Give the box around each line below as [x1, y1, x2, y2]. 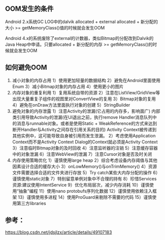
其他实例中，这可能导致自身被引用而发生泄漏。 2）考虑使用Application [12, 132, 156, 139]
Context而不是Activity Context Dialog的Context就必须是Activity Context [12, 139, 158, 145]
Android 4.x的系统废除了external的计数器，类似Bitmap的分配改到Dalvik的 [5, 35, 154, 41]
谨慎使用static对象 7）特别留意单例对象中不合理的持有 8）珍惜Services [12, 176, 157, 181]
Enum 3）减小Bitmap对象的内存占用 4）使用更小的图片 [12, 83, 124, 90]
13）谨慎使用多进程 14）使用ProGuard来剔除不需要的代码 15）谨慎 [18, 194, 153, 200]
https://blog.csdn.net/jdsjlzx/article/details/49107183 [5, 229, 112, 235]
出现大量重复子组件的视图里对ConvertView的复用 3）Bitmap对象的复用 [12, 95, 156, 102]
